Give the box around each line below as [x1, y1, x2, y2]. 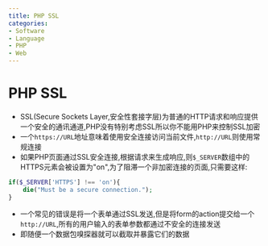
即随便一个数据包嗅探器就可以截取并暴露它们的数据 [19, 229, 190, 239]
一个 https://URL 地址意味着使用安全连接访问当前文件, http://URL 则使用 [19, 131, 254, 141]
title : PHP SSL [8, 11, 60, 20]
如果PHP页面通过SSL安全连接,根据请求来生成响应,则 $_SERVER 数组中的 [19, 152, 250, 161]
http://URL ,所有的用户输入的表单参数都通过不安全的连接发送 [19, 219, 221, 228]
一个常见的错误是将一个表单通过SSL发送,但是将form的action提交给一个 [19, 209, 255, 219]
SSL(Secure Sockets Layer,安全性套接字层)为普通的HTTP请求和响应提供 [19, 111, 259, 121]
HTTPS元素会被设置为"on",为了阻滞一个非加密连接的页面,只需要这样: [19, 162, 248, 172]
